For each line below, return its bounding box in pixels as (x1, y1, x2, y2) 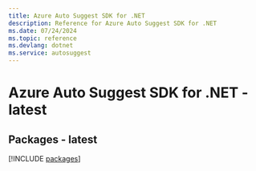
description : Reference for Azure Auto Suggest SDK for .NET (8, 19, 217, 27)
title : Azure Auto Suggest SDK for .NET (8, 11, 146, 20)
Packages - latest (8, 132, 98, 146)
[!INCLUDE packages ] (8, 154, 81, 163)
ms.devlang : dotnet (8, 42, 74, 50)
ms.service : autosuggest (8, 49, 91, 57)
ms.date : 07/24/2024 (8, 26, 78, 35)
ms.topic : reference (8, 34, 78, 43)
